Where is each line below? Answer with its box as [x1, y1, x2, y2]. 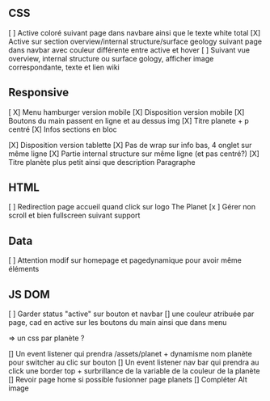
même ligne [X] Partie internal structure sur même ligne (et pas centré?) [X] [8, 149, 260, 158]
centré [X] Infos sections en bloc [8, 125, 117, 134]
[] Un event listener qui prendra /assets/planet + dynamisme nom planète [8, 349, 252, 359]
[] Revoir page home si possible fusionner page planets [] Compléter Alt [8, 375, 248, 385]
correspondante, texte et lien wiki [8, 62, 120, 72]
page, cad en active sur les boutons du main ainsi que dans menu [8, 318, 227, 327]
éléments [8, 264, 40, 274]
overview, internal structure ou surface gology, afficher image [8, 53, 214, 63]
